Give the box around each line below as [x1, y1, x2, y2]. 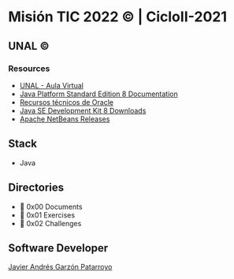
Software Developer [8, 241, 109, 255]
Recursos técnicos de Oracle [19, 97, 114, 106]
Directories [8, 181, 65, 195]
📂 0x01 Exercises [19, 210, 76, 220]
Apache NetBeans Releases [19, 114, 110, 124]
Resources [8, 63, 50, 74]
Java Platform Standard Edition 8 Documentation [19, 89, 179, 99]
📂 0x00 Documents [19, 202, 83, 211]
